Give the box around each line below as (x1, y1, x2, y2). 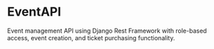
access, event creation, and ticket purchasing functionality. (7, 33, 175, 42)
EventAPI (7, 4, 61, 20)
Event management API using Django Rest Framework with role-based (7, 27, 207, 35)
